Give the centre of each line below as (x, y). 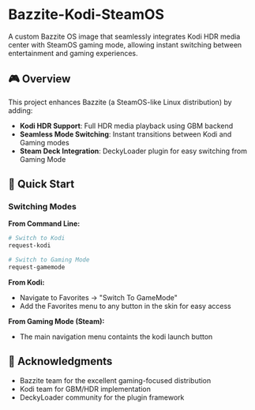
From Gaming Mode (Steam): (56, 321)
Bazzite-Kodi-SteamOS (86, 15)
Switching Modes (43, 207)
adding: (21, 110)
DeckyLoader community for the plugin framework (102, 397)
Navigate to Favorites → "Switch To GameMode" (98, 297)
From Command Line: (44, 224)
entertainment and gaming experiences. (73, 53)
